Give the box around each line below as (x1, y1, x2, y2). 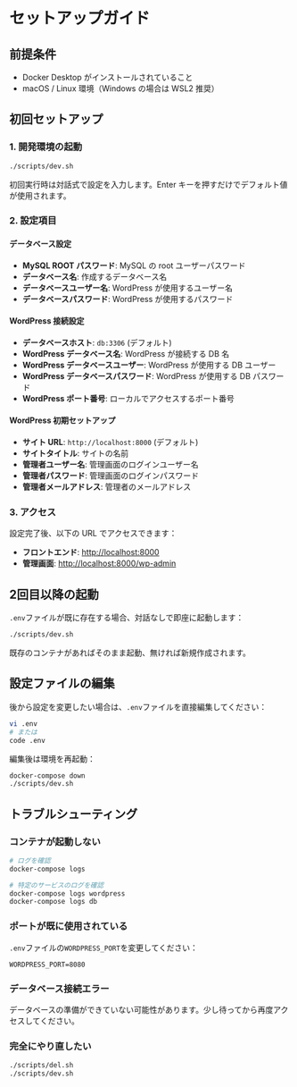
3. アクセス (9, 506, 56, 518)
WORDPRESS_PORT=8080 (9, 960, 87, 969)
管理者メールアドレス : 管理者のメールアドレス (21, 482, 192, 493)
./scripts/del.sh (9, 1061, 74, 1070)
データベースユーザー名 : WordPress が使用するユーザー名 (21, 282, 234, 293)
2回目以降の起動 (9, 586, 100, 602)
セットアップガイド (9, 8, 151, 29)
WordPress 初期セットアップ (9, 415, 116, 426)
